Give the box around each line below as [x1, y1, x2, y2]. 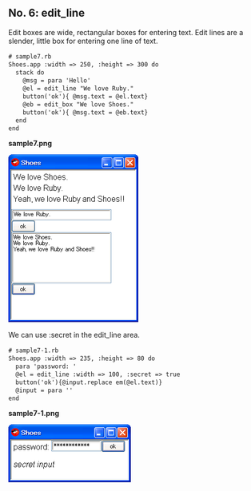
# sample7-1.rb [8, 346, 59, 354]
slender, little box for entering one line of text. [8, 36, 158, 46]
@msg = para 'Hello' [22, 76, 91, 85]
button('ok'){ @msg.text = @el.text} [22, 92, 149, 101]
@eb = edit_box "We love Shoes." [22, 100, 134, 109]
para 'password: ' [15, 362, 78, 370]
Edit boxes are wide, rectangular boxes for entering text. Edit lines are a [8, 27, 244, 37]
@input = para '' [15, 386, 74, 394]
